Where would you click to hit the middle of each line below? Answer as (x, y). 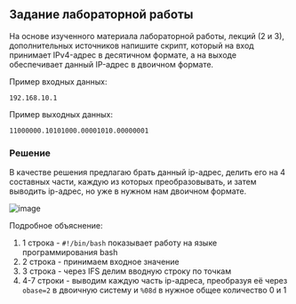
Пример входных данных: (58, 81)
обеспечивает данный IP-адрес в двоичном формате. (112, 64)
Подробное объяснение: (56, 226)
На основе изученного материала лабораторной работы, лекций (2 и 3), (147, 36)
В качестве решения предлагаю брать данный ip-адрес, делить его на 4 (148, 172)
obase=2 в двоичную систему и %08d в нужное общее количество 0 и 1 (154, 290)
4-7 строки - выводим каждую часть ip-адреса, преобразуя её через (155, 281)
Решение (30, 153)
